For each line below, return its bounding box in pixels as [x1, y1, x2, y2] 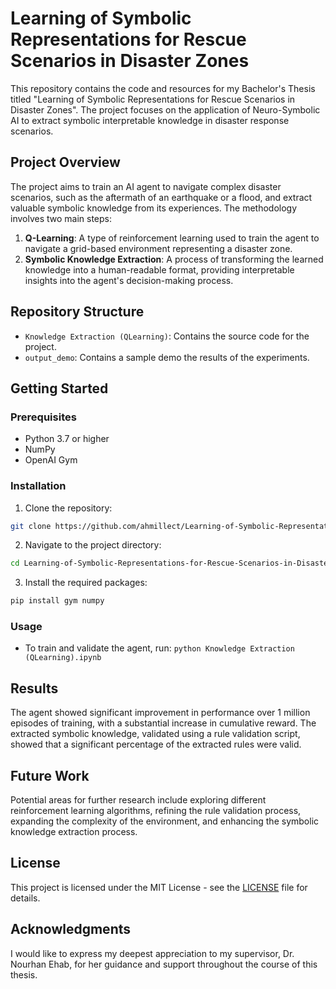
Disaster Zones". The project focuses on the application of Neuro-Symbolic [10, 103, 321, 116]
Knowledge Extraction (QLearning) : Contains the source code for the [24, 330, 310, 342]
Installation [10, 479, 67, 493]
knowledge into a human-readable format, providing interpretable [24, 263, 295, 276]
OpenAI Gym [24, 454, 78, 466]
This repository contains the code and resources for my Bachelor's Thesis [10, 82, 316, 94]
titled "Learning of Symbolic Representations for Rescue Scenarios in [10, 93, 296, 105]
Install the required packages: [24, 577, 148, 589]
